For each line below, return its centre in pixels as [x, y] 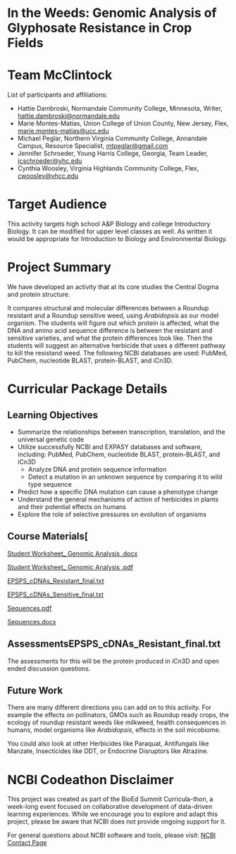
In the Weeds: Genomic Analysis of [112, 13]
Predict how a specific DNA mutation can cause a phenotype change [118, 492]
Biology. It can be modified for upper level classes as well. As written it [110, 231]
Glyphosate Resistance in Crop [100, 28]
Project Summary [59, 268]
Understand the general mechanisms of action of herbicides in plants [118, 499]
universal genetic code [51, 439]
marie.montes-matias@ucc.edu [63, 131]
